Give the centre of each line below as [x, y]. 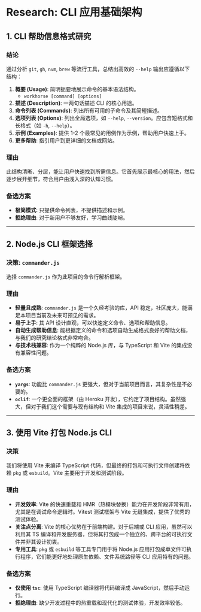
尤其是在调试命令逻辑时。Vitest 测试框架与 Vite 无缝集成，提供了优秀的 [102, 511]
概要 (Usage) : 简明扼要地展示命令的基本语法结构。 [77, 89]
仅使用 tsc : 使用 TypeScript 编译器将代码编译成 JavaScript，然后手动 [100, 588]
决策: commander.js [33, 262]
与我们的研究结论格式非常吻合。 [54, 338]
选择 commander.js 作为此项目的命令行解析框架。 [66, 277]
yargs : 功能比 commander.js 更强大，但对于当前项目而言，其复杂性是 [98, 384]
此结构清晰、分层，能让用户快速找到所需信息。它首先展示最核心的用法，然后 [100, 172]
